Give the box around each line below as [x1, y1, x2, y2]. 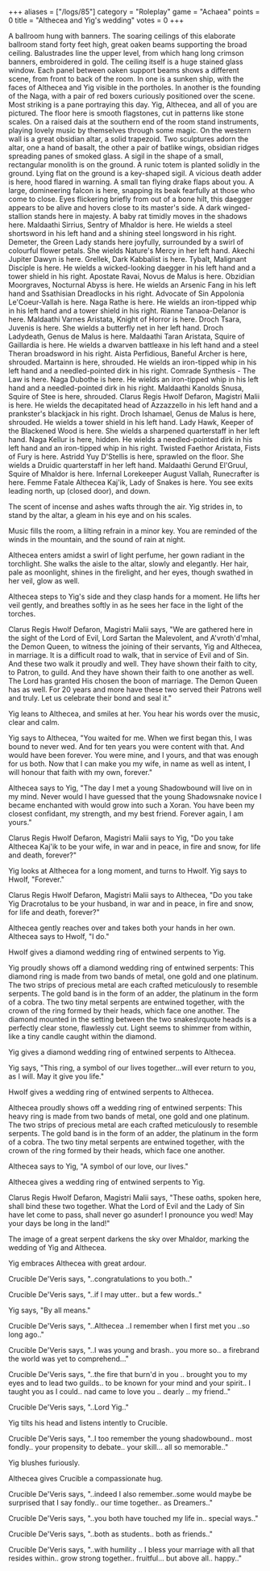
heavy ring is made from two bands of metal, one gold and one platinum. [8, 1111, 250, 1121]
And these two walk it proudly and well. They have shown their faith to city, [8, 659, 258, 668]
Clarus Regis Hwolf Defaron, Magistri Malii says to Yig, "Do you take [8, 833, 234, 843]
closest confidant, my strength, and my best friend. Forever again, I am [8, 809, 244, 819]
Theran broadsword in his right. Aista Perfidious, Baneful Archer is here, [8, 349, 247, 358]
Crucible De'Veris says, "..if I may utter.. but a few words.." [8, 1290, 202, 1299]
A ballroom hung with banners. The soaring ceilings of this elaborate [8, 32, 236, 40]
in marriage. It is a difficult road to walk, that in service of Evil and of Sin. [8, 651, 249, 659]
